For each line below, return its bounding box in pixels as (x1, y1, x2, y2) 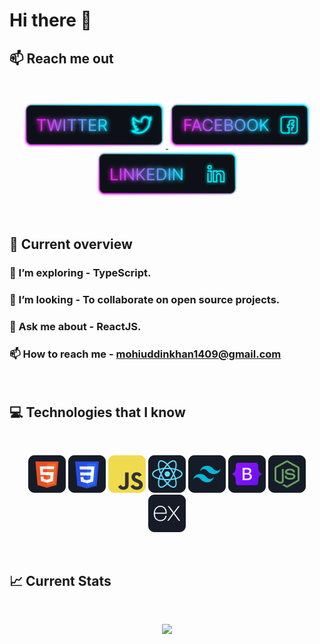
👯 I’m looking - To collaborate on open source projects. (9, 293, 281, 307)
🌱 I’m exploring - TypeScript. (9, 266, 152, 280)
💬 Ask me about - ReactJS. (9, 320, 142, 334)
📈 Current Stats (9, 572, 112, 589)
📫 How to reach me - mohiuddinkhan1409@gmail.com (9, 347, 282, 361)
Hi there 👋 (9, 9, 92, 32)
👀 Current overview (9, 236, 133, 253)
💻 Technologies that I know (9, 404, 186, 421)
